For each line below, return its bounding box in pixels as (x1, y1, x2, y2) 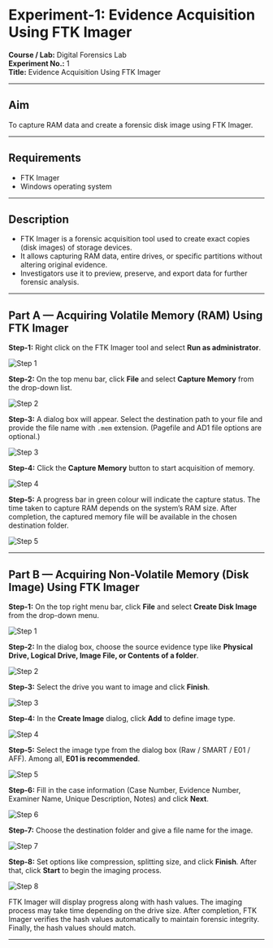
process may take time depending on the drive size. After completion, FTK (8, 906, 258, 915)
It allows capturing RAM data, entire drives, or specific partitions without (19, 251, 262, 261)
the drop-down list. (8, 383, 73, 393)
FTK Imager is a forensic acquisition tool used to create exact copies (19, 234, 250, 244)
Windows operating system (19, 181, 112, 191)
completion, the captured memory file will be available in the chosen (8, 512, 237, 522)
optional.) (8, 432, 41, 441)
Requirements (8, 151, 81, 165)
